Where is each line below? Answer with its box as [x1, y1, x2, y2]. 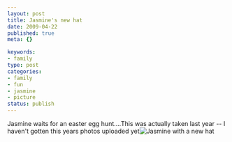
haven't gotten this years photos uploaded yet [7, 127, 140, 135]
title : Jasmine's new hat [7, 17, 82, 24]
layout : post [7, 10, 45, 17]
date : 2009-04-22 [7, 23, 58, 30]
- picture [7, 94, 36, 101]
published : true [7, 29, 55, 37]
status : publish [7, 100, 55, 108]
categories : [7, 68, 42, 75]
